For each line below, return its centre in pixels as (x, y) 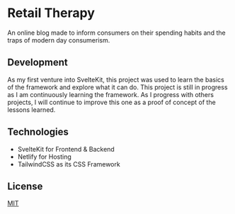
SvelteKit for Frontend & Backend (66, 149)
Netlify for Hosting (45, 157)
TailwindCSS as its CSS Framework (69, 164)
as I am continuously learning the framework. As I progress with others (111, 94)
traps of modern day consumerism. (59, 40)
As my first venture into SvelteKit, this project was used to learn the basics (116, 79)
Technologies (38, 132)
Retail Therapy (51, 13)
